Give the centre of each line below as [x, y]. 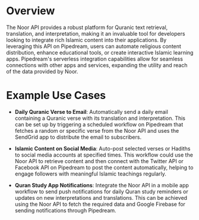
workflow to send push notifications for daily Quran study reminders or [102, 192]
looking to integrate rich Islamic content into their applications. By [86, 40]
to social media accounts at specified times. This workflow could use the [104, 155]
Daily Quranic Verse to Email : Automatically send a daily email [91, 111]
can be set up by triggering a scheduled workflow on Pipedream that [99, 124]
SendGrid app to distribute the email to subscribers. [78, 137]
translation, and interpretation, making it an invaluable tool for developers [96, 33]
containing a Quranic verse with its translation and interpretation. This [100, 118]
